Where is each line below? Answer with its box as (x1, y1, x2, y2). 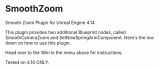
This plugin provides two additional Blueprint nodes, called (5, 29, 126, 35)
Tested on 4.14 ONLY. (5, 59, 50, 65)
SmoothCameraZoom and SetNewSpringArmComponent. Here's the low (5, 34, 154, 40)
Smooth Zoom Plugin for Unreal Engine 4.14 (5, 19, 95, 25)
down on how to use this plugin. (5, 39, 71, 45)
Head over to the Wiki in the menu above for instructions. (5, 49, 123, 55)
